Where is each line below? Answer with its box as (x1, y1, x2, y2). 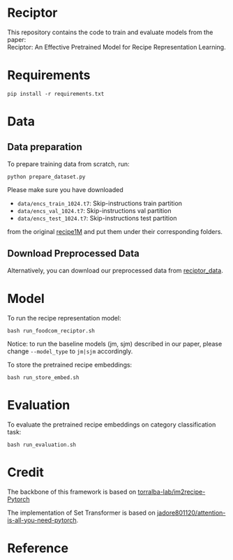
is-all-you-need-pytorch (7, 515, 77, 524)
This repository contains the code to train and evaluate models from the (7, 28, 213, 36)
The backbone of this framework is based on (7, 487, 137, 496)
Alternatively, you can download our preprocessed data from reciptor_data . (7, 266, 223, 274)
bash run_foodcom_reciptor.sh (7, 327, 96, 334)
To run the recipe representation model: (7, 314, 121, 322)
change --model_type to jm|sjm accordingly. (7, 347, 133, 355)
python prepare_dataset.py (7, 173, 86, 180)
